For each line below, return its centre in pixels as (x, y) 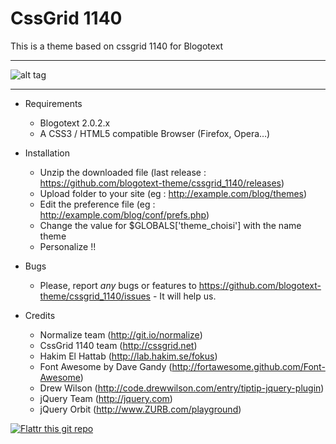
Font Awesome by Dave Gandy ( (106, 366)
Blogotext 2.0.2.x (75, 123)
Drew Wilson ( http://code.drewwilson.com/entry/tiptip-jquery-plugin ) (182, 388)
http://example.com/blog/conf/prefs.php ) (124, 214)
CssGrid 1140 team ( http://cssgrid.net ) (118, 345)
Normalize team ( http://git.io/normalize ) (121, 334)
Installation (47, 153)
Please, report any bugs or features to (118, 285)
